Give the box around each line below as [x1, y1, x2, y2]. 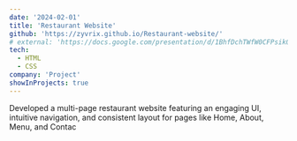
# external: [9, 37, 53, 47]
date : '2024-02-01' [9, 12, 81, 22]
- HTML [17, 54, 42, 63]
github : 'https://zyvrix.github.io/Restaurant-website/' [9, 29, 224, 38]
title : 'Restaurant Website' [9, 21, 117, 30]
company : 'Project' [9, 70, 81, 79]
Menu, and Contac [9, 121, 77, 132]
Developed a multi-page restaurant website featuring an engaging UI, [9, 102, 263, 113]
